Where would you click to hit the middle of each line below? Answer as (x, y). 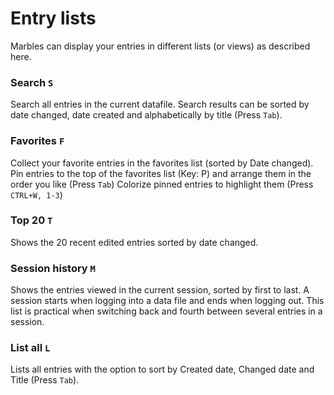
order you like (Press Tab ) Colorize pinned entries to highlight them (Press (162, 184)
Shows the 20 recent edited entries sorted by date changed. (134, 242)
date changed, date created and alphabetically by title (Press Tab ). (146, 115)
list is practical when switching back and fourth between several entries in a (166, 311)
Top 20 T (31, 220)
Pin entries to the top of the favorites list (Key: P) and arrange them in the (161, 173)
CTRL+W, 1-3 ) (36, 194)
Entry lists (53, 18)
